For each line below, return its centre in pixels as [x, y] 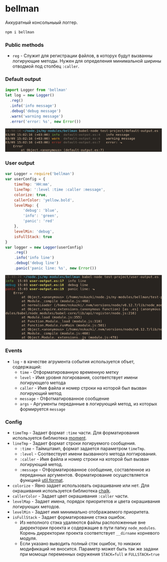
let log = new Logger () [30, 95]
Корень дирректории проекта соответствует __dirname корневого [90, 533]
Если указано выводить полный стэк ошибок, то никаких [80, 544]
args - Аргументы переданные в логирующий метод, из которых [88, 403]
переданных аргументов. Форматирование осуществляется [84, 475]
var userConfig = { [25, 179]
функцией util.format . [42, 481]
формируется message [42, 409]
